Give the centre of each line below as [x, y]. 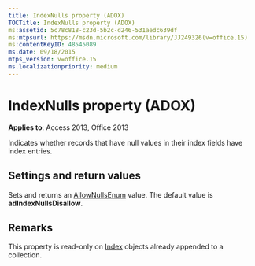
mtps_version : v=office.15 [52, 60]
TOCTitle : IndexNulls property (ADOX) [72, 23]
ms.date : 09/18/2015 [42, 52]
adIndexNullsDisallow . [46, 203]
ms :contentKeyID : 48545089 [52, 45]
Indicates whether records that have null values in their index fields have [126, 142]
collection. [25, 255]
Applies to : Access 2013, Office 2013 [68, 127]
